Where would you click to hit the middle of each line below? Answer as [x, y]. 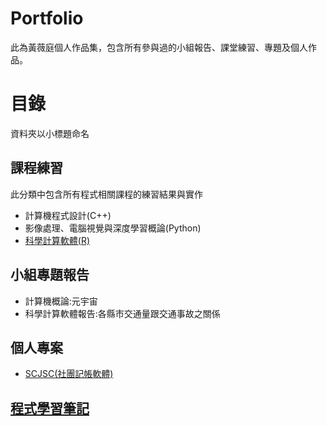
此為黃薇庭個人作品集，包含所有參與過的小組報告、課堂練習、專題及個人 [159, 47]
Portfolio [47, 18]
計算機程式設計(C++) [68, 215]
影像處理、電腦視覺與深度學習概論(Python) [113, 228]
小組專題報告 [50, 275]
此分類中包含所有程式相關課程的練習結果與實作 [106, 194]
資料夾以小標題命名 [50, 133]
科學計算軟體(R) [57, 240]
